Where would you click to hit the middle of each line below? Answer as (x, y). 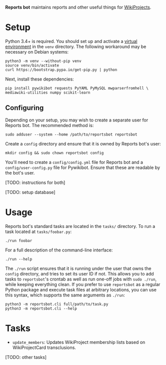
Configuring (24, 108)
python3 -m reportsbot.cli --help (41, 308)
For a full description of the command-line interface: (59, 250)
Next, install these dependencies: (39, 79)
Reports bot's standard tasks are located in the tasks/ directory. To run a (80, 226)
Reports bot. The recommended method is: (49, 125)
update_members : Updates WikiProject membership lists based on (79, 342)
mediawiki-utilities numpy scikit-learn (48, 92)
